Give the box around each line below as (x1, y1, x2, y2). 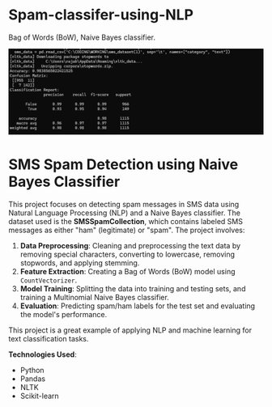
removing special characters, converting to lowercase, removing (19, 249, 236, 259)
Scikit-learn (19, 391, 59, 401)
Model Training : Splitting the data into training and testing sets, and (19, 283, 246, 293)
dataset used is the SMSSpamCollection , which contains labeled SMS (8, 216, 243, 226)
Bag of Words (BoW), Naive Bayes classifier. (8, 32, 156, 42)
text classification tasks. (8, 333, 89, 343)
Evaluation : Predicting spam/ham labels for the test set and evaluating (19, 301, 256, 311)
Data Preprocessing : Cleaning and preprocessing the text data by (19, 240, 241, 250)
